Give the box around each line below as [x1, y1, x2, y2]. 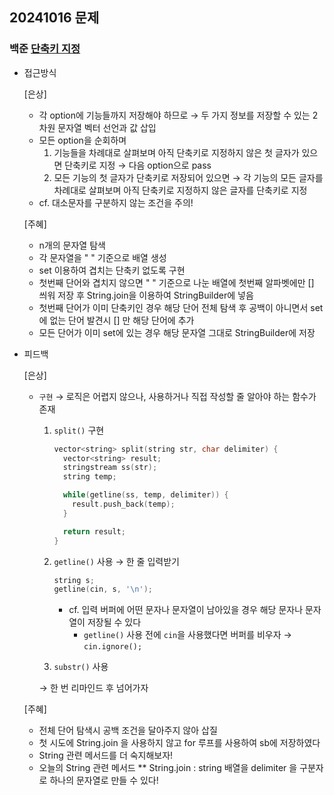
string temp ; [62, 472, 117, 482]
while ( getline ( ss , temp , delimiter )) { [62, 490, 229, 500]
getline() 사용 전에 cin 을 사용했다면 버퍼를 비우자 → [83, 629, 292, 641]
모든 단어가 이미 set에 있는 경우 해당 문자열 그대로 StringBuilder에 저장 [38, 326, 316, 338]
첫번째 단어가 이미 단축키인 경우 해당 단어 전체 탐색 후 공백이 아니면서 [38, 301, 309, 313]
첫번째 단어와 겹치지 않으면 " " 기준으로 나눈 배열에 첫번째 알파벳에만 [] [38, 276, 315, 288]
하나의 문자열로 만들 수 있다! [49, 774, 159, 787]
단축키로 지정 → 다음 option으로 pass [64, 159, 212, 171]
